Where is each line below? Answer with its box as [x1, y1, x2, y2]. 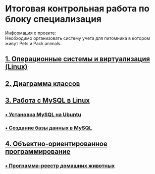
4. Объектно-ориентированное [5, 140, 108, 148]
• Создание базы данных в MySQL [5, 124, 92, 131]
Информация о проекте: [5, 30, 56, 36]
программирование [5, 147, 71, 156]
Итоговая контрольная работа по [5, 3, 150, 14]
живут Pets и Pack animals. [5, 40, 62, 46]
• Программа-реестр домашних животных [5, 162, 115, 169]
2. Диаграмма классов [5, 79, 80, 88]
